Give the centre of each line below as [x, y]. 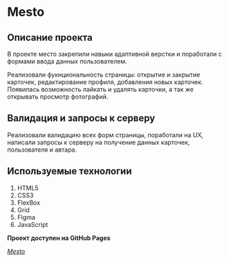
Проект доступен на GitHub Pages [59, 238]
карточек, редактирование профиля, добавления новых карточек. [105, 82]
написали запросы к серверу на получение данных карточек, [99, 142]
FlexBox [28, 202]
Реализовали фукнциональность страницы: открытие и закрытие [104, 74]
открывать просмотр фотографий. [58, 97]
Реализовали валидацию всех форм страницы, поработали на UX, [106, 134]
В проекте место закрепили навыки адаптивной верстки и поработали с [115, 54]
